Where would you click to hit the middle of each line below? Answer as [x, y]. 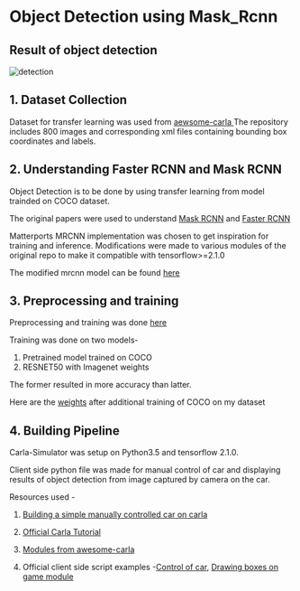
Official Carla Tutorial [62, 532]
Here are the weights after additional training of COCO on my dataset [137, 402]
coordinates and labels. [53, 141]
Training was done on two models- [74, 340]
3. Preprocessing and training [94, 301]
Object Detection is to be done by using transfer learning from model [137, 191]
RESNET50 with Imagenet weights [86, 367]
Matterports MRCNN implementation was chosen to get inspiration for [139, 236]
